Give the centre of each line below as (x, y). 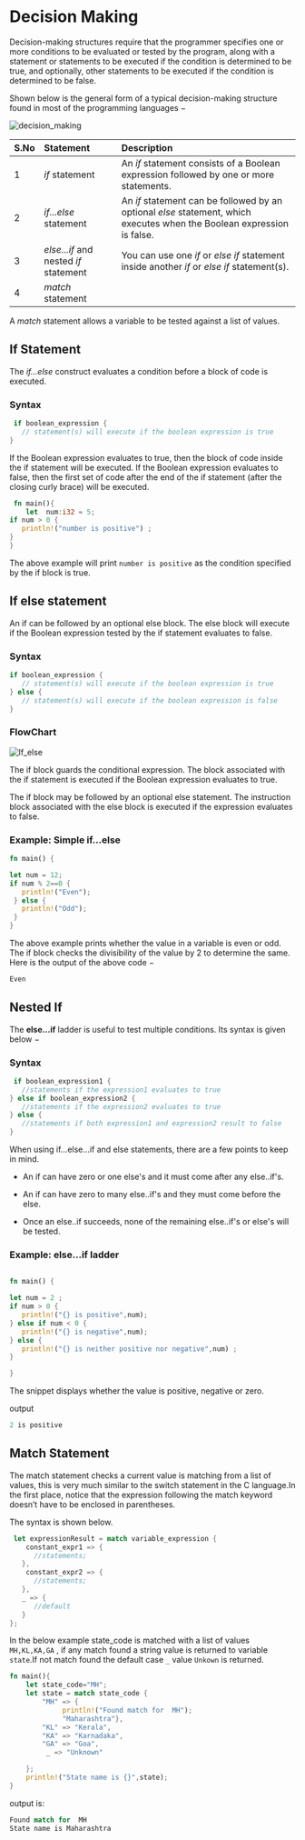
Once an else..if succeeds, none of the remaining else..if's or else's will (156, 1222)
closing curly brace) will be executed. (79, 486)
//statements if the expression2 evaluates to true (121, 1106)
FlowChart (33, 732)
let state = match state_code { (87, 1694)
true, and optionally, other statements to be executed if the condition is (142, 71)
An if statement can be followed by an (202, 200)
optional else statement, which (186, 212)
